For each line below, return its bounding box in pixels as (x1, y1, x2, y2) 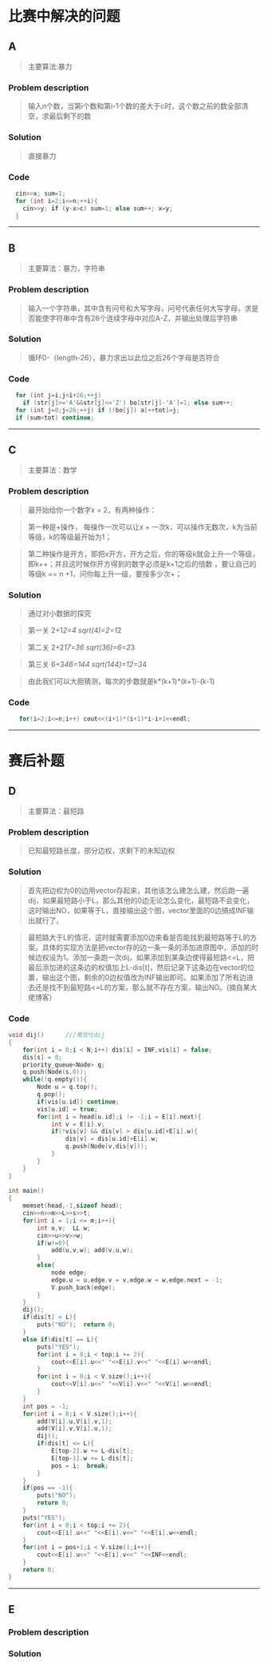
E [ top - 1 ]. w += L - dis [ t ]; (50, 1454, 134, 1462)
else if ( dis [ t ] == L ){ (22, 1335, 98, 1343)
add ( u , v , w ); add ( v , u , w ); (50, 1246, 134, 1254)
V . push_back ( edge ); (50, 1283, 116, 1291)
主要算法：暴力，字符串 (27, 264, 105, 273)
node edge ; (50, 1269, 88, 1277)
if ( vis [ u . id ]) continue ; (37, 1098, 120, 1106)
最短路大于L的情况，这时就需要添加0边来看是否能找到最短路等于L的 (27, 932, 250, 942)
